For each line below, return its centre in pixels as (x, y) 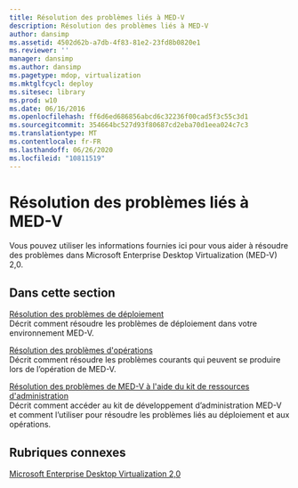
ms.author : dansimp (45, 68)
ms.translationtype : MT (53, 134)
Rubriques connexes (68, 452)
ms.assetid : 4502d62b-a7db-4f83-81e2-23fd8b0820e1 (105, 42)
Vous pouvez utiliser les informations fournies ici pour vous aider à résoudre (149, 246)
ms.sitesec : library (48, 92)
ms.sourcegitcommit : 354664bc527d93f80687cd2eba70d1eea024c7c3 (129, 126)
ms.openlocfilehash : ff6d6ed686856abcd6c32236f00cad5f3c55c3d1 (129, 117)
